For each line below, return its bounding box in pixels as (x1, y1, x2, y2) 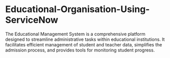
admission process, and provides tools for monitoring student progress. (5, 47, 155, 53)
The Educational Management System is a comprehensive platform (5, 31, 146, 37)
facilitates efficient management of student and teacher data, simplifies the (5, 41, 162, 47)
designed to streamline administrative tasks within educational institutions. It (5, 36, 165, 42)
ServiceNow (5, 14, 58, 26)
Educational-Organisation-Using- (5, 4, 150, 15)
